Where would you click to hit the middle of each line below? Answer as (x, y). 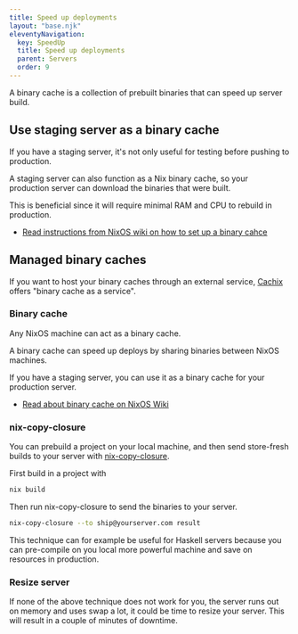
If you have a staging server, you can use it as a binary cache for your (137, 377)
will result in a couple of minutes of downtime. (93, 621)
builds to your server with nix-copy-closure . (90, 457)
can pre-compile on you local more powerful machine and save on (131, 549)
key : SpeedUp (41, 42)
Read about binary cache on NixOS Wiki (95, 404)
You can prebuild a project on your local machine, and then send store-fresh (149, 447)
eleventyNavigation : (48, 34)
